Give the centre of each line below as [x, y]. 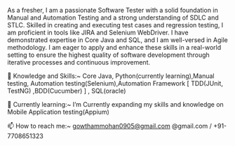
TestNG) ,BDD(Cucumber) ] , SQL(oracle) [67, 91]
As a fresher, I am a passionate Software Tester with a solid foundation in [113, 10]
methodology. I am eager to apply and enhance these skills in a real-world [114, 47]
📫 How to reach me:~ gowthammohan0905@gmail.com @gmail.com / [110, 126]
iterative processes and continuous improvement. [79, 62]
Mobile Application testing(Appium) [59, 112]
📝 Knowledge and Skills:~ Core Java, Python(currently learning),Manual [111, 76]
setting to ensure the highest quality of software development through [109, 55]
